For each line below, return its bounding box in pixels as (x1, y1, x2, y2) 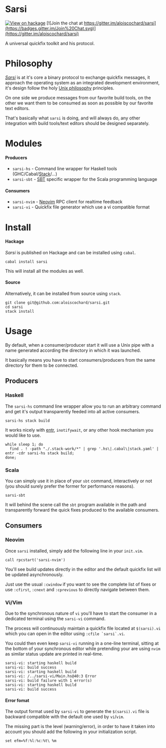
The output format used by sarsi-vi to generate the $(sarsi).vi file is (5, 709, 150, 715)
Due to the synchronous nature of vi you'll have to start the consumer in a (5, 610, 157, 616)
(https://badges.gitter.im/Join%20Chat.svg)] (5, 25, 96, 31)
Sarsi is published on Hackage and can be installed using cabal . (5, 249, 136, 255)
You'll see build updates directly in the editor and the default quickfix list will (5, 566, 161, 572)
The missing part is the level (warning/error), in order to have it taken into (5, 724, 155, 730)
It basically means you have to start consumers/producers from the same (5, 357, 156, 363)
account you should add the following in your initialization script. (5, 729, 137, 735)
